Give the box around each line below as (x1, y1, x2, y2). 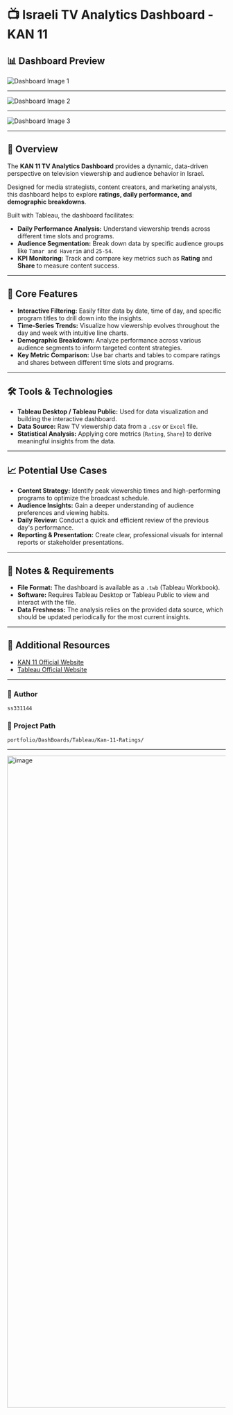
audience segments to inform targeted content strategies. (17, 343, 182, 352)
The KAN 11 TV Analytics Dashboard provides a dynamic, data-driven (7, 162, 209, 170)
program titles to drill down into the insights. (17, 313, 144, 322)
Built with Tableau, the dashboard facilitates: (7, 211, 134, 219)
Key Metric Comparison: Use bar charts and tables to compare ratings (17, 350, 221, 359)
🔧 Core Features (7, 288, 78, 300)
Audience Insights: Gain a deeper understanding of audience (17, 501, 194, 509)
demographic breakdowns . (7, 197, 87, 206)
